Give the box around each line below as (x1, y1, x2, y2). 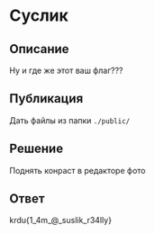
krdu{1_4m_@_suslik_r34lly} (9, 215, 113, 226)
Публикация (9, 91, 84, 106)
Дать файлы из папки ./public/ (9, 114, 131, 126)
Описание (9, 41, 69, 57)
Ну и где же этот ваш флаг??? (9, 65, 123, 76)
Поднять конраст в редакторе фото (9, 165, 146, 175)
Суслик (9, 5, 69, 26)
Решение (9, 141, 64, 157)
